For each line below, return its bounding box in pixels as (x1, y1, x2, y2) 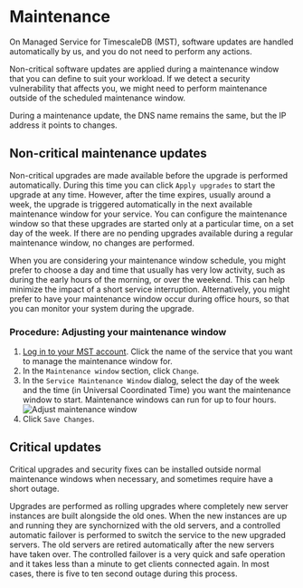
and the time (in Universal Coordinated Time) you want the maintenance (22, 385, 291, 396)
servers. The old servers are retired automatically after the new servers (9, 539, 275, 550)
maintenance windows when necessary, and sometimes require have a (9, 473, 274, 484)
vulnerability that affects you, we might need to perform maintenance (9, 82, 268, 93)
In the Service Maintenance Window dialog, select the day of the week (22, 375, 280, 386)
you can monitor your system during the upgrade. (9, 303, 194, 313)
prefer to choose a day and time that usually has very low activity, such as (9, 265, 286, 275)
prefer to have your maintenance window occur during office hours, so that (9, 293, 289, 304)
